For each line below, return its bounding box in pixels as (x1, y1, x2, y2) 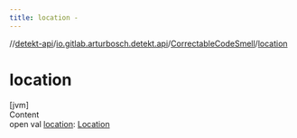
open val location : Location (9, 118, 110, 129)
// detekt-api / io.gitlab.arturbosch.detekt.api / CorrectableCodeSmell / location (9, 38, 288, 49)
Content (9, 109, 40, 120)
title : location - (9, 13, 79, 23)
